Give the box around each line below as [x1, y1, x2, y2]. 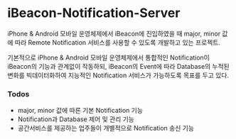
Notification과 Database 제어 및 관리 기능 [17, 115, 135, 123]
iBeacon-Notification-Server [7, 5, 181, 21]
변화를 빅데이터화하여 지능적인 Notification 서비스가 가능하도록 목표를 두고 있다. [7, 71, 230, 79]
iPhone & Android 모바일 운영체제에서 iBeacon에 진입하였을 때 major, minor [7, 29, 221, 38]
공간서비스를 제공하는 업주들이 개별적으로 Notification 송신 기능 [17, 124, 194, 133]
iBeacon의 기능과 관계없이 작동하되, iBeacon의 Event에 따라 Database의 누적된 [7, 62, 230, 70]
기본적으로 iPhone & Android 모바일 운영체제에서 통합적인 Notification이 [7, 53, 210, 62]
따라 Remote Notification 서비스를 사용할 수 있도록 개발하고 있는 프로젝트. [14, 38, 220, 47]
